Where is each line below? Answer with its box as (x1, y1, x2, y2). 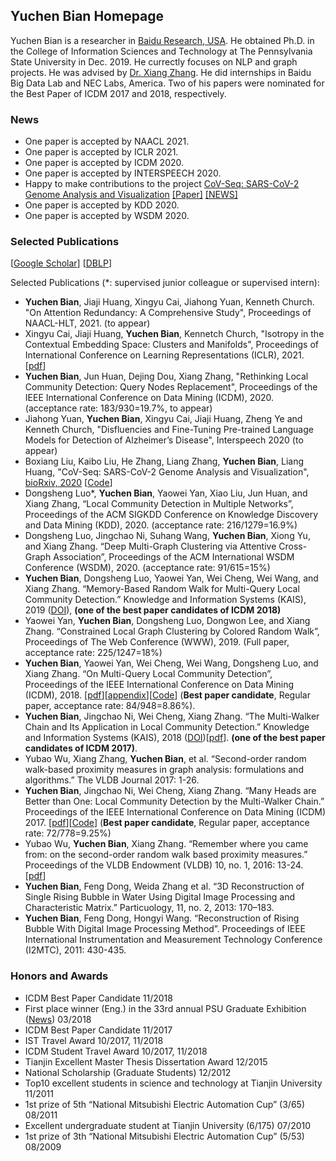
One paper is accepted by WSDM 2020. (24, 210, 190, 222)
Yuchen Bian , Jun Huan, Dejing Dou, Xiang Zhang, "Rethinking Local (24, 370, 309, 383)
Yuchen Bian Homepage (10, 8, 165, 25)
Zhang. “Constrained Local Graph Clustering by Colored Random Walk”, (24, 625, 320, 638)
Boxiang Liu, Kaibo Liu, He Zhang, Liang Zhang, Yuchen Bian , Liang (24, 455, 305, 468)
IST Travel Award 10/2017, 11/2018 (24, 1034, 164, 1046)
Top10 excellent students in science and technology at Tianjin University (24, 1077, 323, 1089)
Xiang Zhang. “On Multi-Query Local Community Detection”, (24, 668, 273, 680)
